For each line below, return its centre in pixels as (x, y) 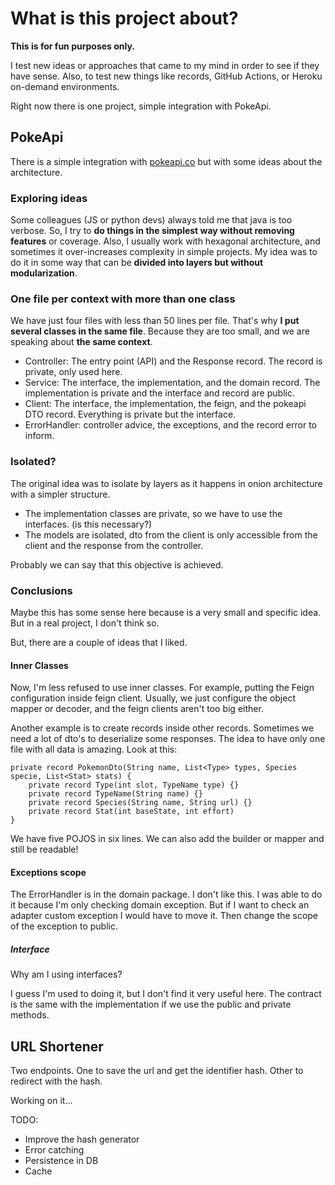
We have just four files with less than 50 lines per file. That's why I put (155, 321)
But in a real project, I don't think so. (85, 623)
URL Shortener (57, 1046)
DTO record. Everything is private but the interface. (130, 414)
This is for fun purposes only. (73, 46)
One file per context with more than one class (123, 299)
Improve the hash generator (82, 1139)
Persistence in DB (61, 1161)
